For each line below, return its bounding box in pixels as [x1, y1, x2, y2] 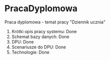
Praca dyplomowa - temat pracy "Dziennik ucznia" [4, 19, 106, 25]
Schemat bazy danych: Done [11, 34, 70, 40]
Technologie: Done [11, 49, 49, 55]
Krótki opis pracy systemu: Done [11, 28, 77, 34]
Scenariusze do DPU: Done [11, 44, 66, 50]
